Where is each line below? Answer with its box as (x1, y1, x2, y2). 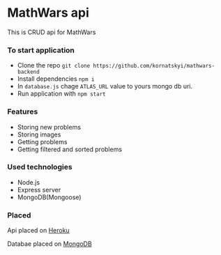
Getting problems (17, 137, 68, 146)
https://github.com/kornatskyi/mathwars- (93, 63, 215, 70)
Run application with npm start (17, 89, 106, 98)
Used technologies (7, 162, 73, 172)
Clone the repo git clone (17, 61, 91, 70)
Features (7, 107, 38, 116)
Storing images (17, 130, 61, 139)
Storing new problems (17, 123, 82, 131)
